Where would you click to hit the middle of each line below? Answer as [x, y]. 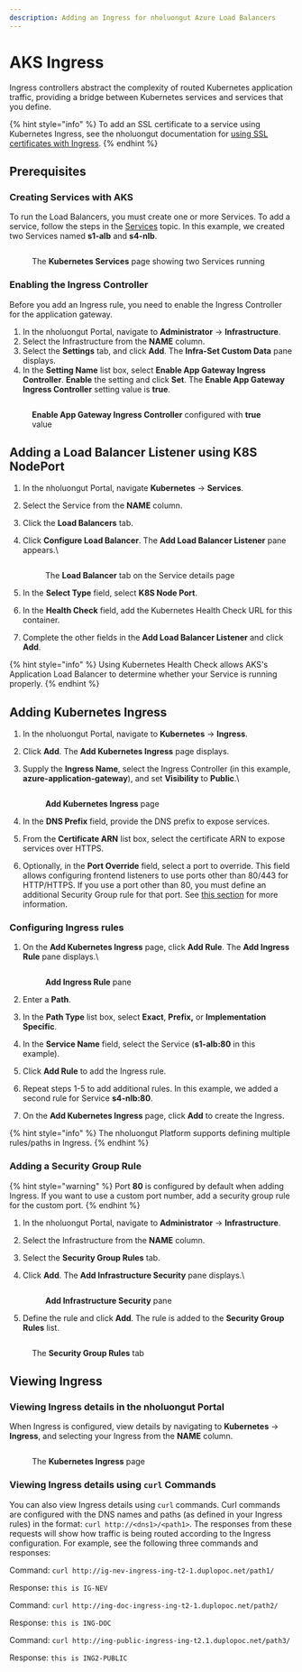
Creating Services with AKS [71, 197]
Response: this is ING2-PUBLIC [69, 1658]
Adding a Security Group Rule [76, 1167]
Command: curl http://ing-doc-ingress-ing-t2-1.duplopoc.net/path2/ [144, 1605]
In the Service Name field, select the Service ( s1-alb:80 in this [139, 1044]
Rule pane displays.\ [60, 956]
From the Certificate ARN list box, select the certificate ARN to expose [154, 839]
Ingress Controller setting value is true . [96, 389]
